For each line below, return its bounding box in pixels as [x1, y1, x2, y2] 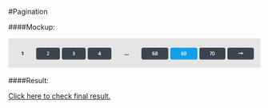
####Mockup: [8, 22, 56, 31]
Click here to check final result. [8, 91, 111, 101]
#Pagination [8, 7, 48, 16]
